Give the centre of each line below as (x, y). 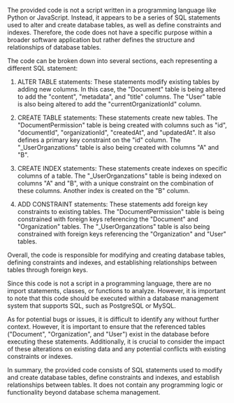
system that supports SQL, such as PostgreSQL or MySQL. (92, 306)
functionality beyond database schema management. (84, 392)
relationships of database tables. (54, 47)
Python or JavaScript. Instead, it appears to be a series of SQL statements (114, 17)
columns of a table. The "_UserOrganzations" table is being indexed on (119, 176)
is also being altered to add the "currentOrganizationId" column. (109, 104)
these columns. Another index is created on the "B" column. (103, 191)
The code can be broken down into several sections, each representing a (112, 61)
